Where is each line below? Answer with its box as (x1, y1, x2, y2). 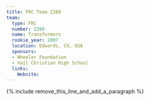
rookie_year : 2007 (12, 37, 59, 43)
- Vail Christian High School (12, 60, 88, 66)
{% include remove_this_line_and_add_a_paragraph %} (6, 88, 145, 95)
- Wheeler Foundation (12, 54, 67, 60)
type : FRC (12, 20, 37, 26)
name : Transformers (12, 32, 62, 38)
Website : (17, 71, 40, 77)
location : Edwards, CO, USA (12, 43, 84, 49)
